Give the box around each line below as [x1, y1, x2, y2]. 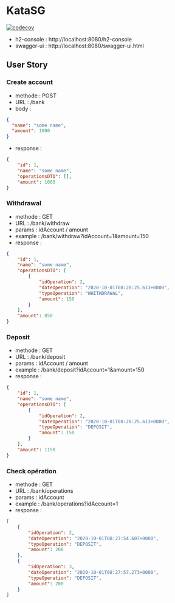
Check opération [6, 467, 57, 475]
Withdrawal [6, 199, 41, 208]
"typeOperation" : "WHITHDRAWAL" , [38, 290, 123, 296]
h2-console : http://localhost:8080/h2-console [15, 35, 132, 43]
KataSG [6, 4, 46, 18]
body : [15, 105, 32, 112]
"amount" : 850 [17, 313, 53, 319]
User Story [6, 60, 48, 70]
